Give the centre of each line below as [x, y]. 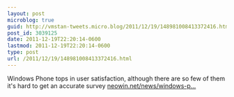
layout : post [26, 14]
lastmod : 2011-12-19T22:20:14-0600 [59, 46]
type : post [23, 53]
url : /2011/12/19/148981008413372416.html [70, 59]
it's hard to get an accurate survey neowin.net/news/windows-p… [102, 86]
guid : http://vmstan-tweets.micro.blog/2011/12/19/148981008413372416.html [119, 26]
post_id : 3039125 [32, 33]
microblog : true [31, 20]
